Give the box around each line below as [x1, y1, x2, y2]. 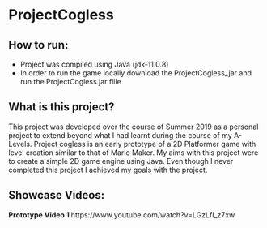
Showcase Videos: [8, 188, 105, 202]
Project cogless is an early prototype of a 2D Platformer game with [33, 139, 256, 148]
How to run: [8, 38, 69, 52]
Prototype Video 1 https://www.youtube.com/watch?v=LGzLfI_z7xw [8, 209, 235, 220]
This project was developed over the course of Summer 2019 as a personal [8, 122, 259, 131]
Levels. [8, 139, 32, 148]
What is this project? [8, 100, 115, 114]
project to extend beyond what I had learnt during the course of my [8, 130, 232, 140]
